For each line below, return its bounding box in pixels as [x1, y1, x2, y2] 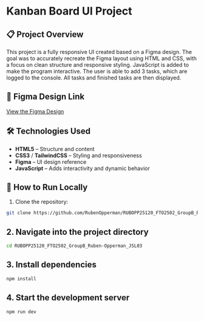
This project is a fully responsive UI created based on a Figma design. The [6, 49, 192, 55]
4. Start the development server [6, 292, 130, 303]
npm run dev [6, 308, 36, 315]
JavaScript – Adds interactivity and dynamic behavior [15, 164, 150, 172]
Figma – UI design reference [15, 158, 87, 165]
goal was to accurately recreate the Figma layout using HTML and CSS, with [6, 55, 197, 62]
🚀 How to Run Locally [6, 182, 88, 192]
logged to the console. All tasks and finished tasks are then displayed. [6, 74, 182, 81]
